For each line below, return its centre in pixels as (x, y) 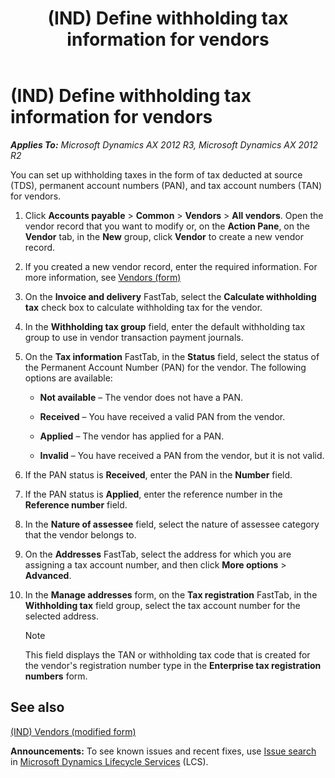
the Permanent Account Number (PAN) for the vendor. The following (165, 367)
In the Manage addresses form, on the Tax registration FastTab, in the (171, 594)
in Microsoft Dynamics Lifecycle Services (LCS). (109, 761)
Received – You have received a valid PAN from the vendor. (162, 416)
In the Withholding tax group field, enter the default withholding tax (165, 326)
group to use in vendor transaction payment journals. (134, 337)
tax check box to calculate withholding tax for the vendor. (143, 307)
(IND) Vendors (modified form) (73, 731)
